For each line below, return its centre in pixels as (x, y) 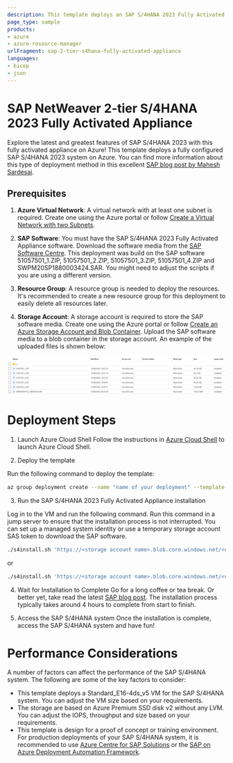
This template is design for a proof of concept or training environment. (118, 730)
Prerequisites (37, 193)
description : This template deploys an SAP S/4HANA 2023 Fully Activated (116, 15)
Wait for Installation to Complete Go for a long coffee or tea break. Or (116, 590)
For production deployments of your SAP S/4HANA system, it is (108, 737)
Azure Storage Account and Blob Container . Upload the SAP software (116, 332)
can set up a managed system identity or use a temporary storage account (114, 529)
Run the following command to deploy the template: (81, 473)
